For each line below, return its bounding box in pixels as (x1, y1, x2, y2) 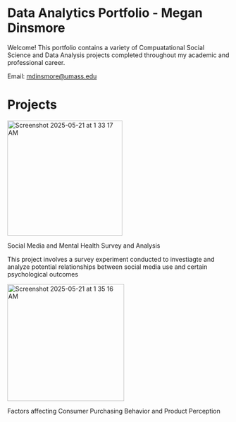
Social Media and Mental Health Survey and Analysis (7, 241, 161, 250)
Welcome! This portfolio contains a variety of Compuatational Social (7, 43, 205, 52)
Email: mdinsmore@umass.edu (7, 72, 97, 80)
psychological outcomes (7, 270, 79, 278)
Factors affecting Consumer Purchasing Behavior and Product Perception (7, 406, 221, 415)
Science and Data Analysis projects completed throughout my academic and (7, 51, 230, 59)
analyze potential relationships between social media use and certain (7, 263, 208, 271)
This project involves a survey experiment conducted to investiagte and (7, 255, 215, 263)
